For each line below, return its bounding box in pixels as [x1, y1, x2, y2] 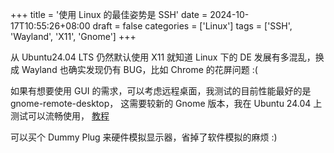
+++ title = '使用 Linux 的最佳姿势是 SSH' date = [10, 9, 208, 20]
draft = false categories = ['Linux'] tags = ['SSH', [92, 20, 293, 32]
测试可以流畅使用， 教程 [10, 110, 110, 122]
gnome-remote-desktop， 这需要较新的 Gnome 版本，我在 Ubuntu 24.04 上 [10, 98, 323, 109]
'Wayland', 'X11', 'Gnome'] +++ [10, 31, 137, 42]
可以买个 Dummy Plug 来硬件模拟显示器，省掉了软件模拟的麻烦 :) [10, 131, 278, 143]
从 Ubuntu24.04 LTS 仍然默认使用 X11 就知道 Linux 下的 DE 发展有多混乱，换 [10, 51, 325, 63]
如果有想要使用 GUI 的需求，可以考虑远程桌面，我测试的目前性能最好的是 [10, 85, 312, 97]
